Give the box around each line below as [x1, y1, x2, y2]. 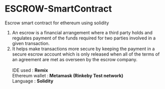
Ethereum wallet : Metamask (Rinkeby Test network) [12, 72, 123, 78]
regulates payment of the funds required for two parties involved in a [12, 35, 156, 41]
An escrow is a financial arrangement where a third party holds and [12, 29, 153, 35]
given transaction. [12, 40, 50, 46]
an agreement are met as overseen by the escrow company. [12, 56, 138, 62]
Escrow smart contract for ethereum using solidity [5, 20, 109, 26]
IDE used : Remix [12, 67, 49, 73]
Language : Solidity [12, 78, 54, 84]
